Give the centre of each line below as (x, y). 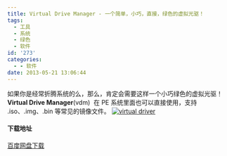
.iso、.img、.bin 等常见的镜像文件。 (59, 111)
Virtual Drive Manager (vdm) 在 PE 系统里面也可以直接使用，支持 (102, 102)
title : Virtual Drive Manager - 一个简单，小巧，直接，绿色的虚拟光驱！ (106, 14)
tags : (15, 20)
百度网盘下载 (26, 145)
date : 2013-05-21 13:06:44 (47, 72)
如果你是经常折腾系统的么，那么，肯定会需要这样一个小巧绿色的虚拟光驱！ (115, 93)
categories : (25, 60)
